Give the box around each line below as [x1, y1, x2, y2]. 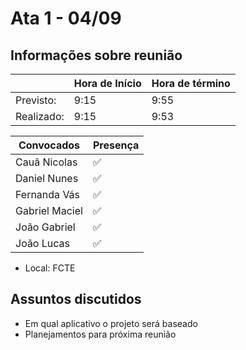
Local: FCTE [24, 262, 76, 274]
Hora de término [151, 77, 231, 90]
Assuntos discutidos [10, 291, 142, 308]
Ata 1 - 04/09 [10, 7, 122, 30]
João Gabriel [15, 220, 76, 234]
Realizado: [15, 110, 65, 123]
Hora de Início [73, 77, 142, 90]
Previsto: [15, 93, 57, 107]
